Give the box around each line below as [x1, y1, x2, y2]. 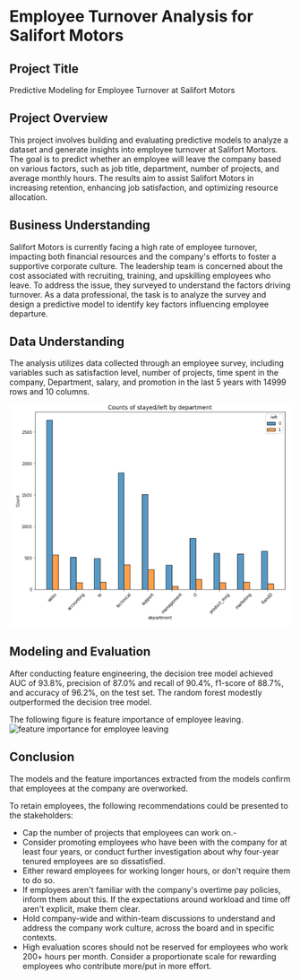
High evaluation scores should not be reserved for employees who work [21, 941, 288, 952]
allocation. [9, 191, 47, 203]
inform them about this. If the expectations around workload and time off [21, 894, 291, 905]
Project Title [9, 61, 79, 76]
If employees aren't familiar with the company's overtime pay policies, [21, 884, 281, 895]
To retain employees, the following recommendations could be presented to [9, 800, 288, 811]
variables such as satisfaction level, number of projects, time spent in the [9, 368, 279, 378]
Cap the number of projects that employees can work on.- [21, 827, 237, 837]
